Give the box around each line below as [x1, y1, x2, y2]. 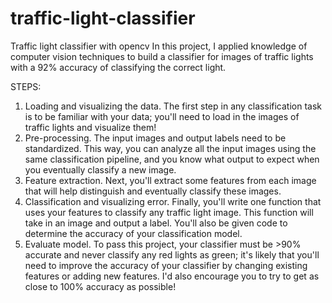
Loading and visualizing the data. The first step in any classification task [24, 100, 323, 112]
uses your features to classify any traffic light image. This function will [24, 206, 314, 218]
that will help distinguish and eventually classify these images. [24, 185, 282, 197]
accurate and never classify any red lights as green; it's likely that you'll [24, 248, 320, 261]
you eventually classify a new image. [24, 163, 177, 176]
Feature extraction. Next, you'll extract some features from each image [24, 174, 317, 186]
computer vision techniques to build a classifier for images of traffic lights [10, 50, 314, 62]
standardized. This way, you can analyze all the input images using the [24, 142, 317, 154]
